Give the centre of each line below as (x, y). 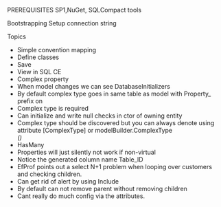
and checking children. (49, 174)
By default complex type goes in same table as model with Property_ (114, 94)
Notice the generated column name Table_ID (80, 160)
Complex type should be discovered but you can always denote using (116, 123)
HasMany (31, 145)
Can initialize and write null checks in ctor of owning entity (100, 116)
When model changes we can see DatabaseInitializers (93, 86)
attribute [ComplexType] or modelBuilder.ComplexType (95, 130)
